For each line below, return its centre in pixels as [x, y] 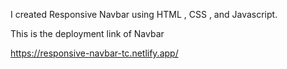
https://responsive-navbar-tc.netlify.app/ [94, 53]
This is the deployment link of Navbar [87, 33]
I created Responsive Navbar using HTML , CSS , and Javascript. [144, 14]
